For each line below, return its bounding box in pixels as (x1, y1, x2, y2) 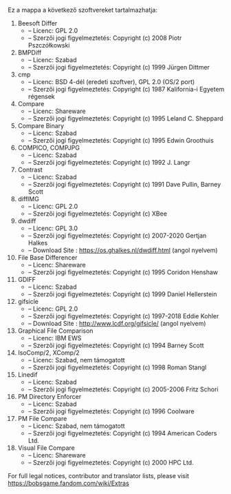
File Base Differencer (17, 254, 78, 261)
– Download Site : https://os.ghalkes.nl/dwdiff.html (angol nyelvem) (27, 246, 219, 254)
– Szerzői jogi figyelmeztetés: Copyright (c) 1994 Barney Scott (27, 341, 205, 349)
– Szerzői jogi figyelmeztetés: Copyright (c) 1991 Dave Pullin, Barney (27, 181, 221, 188)
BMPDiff (17, 48, 42, 56)
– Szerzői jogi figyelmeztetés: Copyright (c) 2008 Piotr (27, 34, 182, 42)
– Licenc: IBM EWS (27, 334, 82, 342)
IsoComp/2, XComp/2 (17, 349, 80, 357)
